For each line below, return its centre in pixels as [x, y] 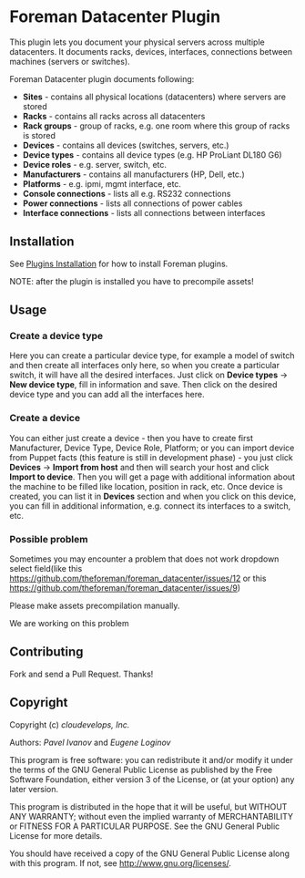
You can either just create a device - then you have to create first [131, 438]
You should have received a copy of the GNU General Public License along [149, 853]
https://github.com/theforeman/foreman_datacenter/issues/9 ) [125, 588]
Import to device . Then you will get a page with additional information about [152, 477]
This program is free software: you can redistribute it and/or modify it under [151, 759]
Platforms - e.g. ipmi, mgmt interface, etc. [102, 183]
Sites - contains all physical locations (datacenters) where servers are [154, 97]
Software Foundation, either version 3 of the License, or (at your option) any [152, 779]
